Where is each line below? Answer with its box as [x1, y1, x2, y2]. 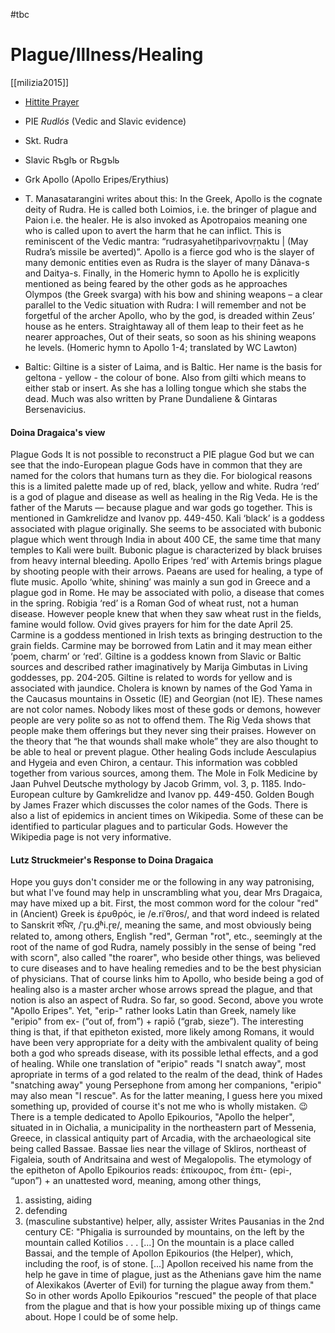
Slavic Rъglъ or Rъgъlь [24, 154, 120, 166]
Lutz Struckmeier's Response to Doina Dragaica [10, 854, 214, 866]
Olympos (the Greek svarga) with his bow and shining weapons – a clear [24, 288, 323, 300]
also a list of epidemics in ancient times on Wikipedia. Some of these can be [10, 810, 324, 822]
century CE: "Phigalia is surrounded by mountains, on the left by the [24, 1226, 305, 1238]
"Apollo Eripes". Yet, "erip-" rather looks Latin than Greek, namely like [10, 1005, 297, 1017]
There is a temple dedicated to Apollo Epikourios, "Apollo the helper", [10, 1111, 295, 1123]
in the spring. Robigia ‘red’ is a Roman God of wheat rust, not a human [10, 597, 299, 609]
